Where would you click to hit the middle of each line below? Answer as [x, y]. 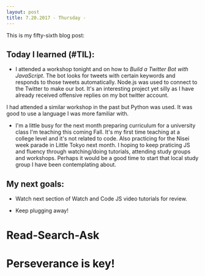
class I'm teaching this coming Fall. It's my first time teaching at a [98, 132]
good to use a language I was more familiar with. [68, 113]
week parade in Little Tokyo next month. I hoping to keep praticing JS [103, 145]
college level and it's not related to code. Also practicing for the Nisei [102, 139]
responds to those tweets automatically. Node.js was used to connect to [106, 82]
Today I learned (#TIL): [50, 54]
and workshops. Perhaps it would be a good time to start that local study [107, 158]
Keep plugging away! [42, 211]
